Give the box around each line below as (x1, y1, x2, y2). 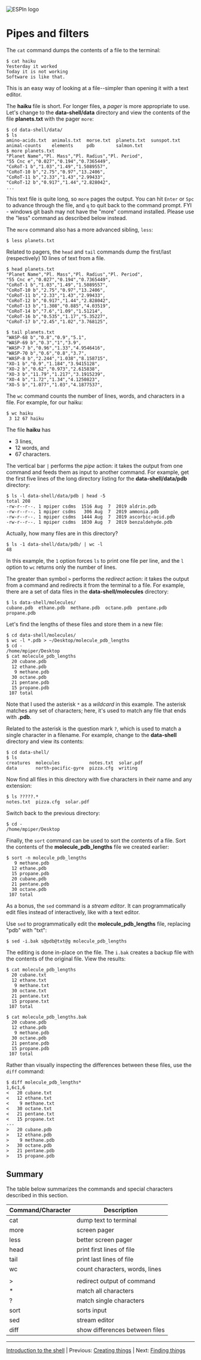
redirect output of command (77, 1277, 156, 1285)
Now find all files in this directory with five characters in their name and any (6, 776, 193, 783)
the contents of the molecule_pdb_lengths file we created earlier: (6, 843, 169, 850)
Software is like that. (6, 74, 66, 80)
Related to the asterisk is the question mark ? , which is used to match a (6, 724, 181, 732)
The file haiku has (6, 426, 51, 433)
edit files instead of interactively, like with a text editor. (6, 908, 141, 915)
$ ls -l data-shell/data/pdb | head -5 (6, 493, 106, 499)
